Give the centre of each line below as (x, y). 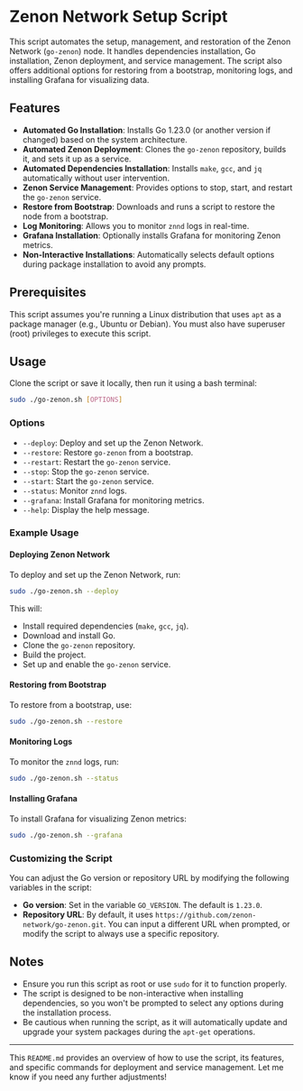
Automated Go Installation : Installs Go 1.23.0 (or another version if (147, 130)
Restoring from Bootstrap (58, 685)
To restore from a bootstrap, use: (71, 704)
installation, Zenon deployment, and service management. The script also (146, 60)
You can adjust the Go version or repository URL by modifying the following (150, 878)
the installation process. (67, 1013)
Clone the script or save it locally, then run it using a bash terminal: (133, 383)
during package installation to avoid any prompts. (114, 264)
